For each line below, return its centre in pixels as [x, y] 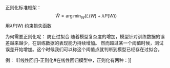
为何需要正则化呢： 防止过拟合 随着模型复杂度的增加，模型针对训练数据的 [83, 36]
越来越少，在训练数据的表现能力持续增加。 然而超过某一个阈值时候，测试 [87, 43]
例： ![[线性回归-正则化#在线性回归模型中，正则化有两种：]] [68, 60]
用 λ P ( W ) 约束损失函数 [28, 26]
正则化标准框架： [23, 7]
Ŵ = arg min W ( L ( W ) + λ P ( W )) [86, 16]
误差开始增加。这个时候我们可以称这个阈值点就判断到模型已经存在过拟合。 [84, 49]
